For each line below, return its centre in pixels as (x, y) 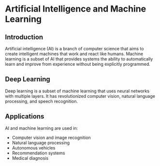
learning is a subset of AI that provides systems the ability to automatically (79, 59)
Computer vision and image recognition (51, 137)
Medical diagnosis (30, 158)
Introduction (24, 37)
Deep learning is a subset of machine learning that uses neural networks (77, 91)
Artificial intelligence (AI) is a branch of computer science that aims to (74, 49)
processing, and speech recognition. (42, 101)
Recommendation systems (38, 153)
